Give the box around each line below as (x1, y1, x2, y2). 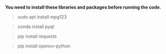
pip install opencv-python (17, 43, 71, 49)
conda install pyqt (17, 23, 55, 29)
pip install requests (17, 33, 57, 39)
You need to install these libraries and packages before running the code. (5, 4, 161, 10)
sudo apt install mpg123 (17, 14, 67, 19)
